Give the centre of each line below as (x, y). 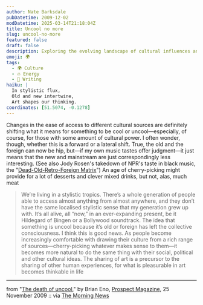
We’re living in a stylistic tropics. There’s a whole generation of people (108, 194)
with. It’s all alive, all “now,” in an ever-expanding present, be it (99, 214)
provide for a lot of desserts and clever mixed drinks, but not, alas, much (97, 176)
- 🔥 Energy (26, 74)
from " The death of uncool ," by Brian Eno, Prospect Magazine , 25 (88, 289)
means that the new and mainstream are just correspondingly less (89, 157)
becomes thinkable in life (52, 271)
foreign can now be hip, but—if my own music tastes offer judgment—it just (100, 150)
